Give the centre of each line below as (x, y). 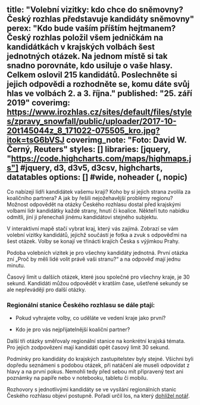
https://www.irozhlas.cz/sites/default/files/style (99, 112)
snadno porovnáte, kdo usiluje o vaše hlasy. (90, 66)
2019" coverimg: (38, 103)
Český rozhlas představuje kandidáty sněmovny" (101, 19)
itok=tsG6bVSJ (36, 140)
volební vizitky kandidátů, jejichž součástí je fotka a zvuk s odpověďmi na (97, 235)
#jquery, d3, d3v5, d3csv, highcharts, (92, 168)
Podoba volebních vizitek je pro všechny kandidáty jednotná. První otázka (97, 253)
